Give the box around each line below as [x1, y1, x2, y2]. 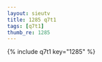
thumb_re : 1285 [7, 29, 51, 36]
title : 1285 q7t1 [7, 16, 57, 23]
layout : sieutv [7, 10, 51, 17]
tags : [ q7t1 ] [7, 22, 44, 29]
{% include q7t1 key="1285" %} [7, 48, 96, 56]
